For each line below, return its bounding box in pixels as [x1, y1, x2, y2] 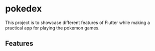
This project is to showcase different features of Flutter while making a [5, 19, 151, 25]
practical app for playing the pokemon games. [5, 24, 100, 30]
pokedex [5, 3, 42, 14]
